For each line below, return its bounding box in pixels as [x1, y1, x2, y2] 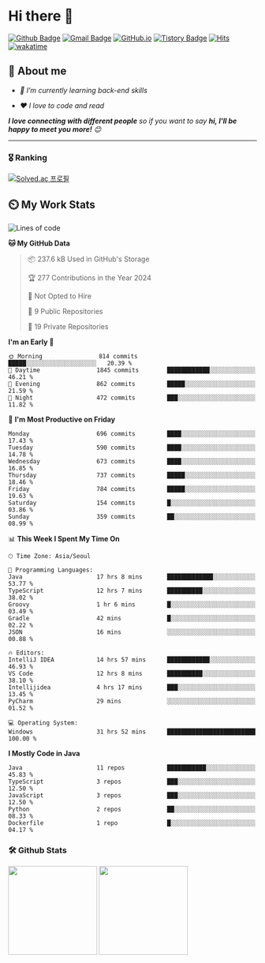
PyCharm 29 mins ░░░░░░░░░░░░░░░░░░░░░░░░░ [8, 697, 256, 705]
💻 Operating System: [8, 718, 79, 727]
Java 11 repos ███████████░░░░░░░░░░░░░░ [8, 763, 256, 772]
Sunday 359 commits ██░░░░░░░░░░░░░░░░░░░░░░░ [8, 512, 256, 520]
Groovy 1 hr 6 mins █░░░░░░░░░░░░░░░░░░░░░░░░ [8, 600, 256, 609]
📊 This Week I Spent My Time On [8, 534, 120, 543]
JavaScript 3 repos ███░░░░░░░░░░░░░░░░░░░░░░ [8, 791, 256, 800]
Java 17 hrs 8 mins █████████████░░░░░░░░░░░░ [8, 572, 256, 581]
